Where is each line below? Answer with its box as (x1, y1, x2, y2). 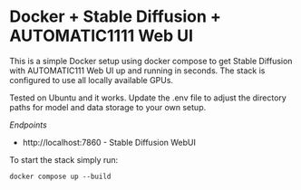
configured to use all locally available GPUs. (9, 74, 174, 85)
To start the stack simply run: (9, 154, 119, 165)
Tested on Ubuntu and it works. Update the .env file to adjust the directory (9, 92, 287, 103)
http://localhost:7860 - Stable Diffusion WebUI (22, 137, 197, 147)
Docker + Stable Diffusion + (9, 6, 222, 27)
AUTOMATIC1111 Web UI (9, 25, 193, 46)
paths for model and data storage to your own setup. (9, 101, 207, 112)
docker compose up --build (9, 172, 112, 181)
